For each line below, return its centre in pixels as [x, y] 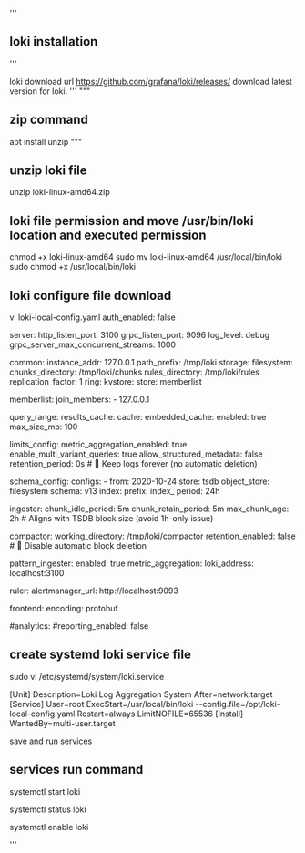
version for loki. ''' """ [50, 91]
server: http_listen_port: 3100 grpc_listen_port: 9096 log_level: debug [140, 335]
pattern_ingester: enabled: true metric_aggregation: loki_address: [132, 563]
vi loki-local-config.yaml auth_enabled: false [92, 317]
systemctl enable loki [49, 827]
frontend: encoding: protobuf [64, 609]
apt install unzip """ [46, 141]
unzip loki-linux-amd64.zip [60, 192]
